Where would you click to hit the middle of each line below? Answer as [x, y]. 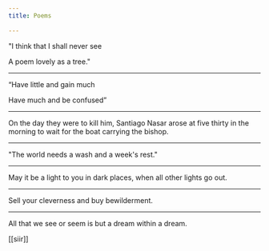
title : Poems [30, 16]
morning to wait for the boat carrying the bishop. [89, 131]
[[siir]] [18, 239]
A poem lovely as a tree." [49, 62]
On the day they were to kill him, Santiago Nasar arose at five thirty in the [129, 123]
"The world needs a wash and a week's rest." [83, 154]
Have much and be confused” [58, 100]
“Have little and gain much [52, 84]
